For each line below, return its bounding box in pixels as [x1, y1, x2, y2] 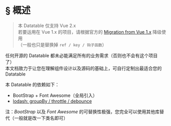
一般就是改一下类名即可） [14, 115, 68, 121]
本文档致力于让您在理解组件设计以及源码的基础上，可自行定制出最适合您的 [5, 65, 162, 71]
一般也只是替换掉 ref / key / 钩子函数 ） [22, 41, 107, 47]
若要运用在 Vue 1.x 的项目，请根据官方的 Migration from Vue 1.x [17, 29, 152, 35]
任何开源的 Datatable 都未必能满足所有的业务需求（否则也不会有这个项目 [5, 52, 158, 59]
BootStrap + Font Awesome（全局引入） [12, 92, 97, 98]
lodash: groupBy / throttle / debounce [12, 98, 92, 104]
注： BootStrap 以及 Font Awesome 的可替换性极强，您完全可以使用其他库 [5, 108, 160, 115]
